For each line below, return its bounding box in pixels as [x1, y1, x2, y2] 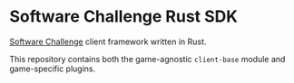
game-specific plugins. [9, 63, 96, 74]
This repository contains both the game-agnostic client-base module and [9, 53, 286, 64]
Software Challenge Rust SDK [9, 6, 239, 27]
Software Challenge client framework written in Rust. [9, 36, 207, 47]
